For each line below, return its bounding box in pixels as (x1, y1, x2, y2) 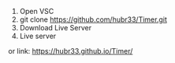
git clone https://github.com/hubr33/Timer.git (19, 15, 167, 24)
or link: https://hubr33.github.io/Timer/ (8, 47, 133, 55)
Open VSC (19, 7, 54, 16)
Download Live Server (19, 23, 92, 32)
